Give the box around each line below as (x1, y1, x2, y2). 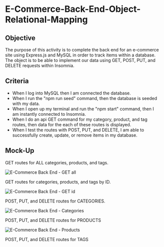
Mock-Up (5, 147, 34, 155)
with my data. (12, 100, 40, 106)
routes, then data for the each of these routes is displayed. (12, 121, 131, 127)
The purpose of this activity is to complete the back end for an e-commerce (5, 47, 159, 52)
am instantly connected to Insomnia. (12, 111, 86, 117)
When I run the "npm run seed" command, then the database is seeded (12, 95, 158, 101)
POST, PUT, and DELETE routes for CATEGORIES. (5, 198, 106, 204)
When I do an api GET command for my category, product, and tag (12, 116, 148, 122)
